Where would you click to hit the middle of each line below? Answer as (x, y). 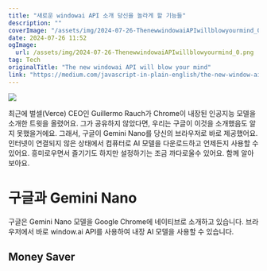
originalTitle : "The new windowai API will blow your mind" (110, 68)
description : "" (35, 23)
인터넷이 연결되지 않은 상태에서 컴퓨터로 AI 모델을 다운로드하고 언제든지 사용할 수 (133, 143)
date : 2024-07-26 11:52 (48, 38)
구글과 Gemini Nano (73, 197)
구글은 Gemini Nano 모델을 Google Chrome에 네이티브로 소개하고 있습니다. (126, 221)
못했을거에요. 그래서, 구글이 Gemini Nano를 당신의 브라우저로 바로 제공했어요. (137, 133)
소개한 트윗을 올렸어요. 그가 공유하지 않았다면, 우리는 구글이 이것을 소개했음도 (128, 123)
